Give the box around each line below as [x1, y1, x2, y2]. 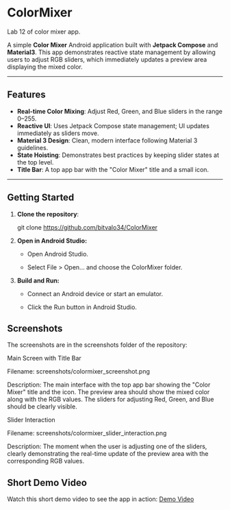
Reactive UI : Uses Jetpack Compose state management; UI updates [16, 121, 210, 130]
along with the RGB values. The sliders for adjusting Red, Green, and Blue [7, 396, 214, 404]
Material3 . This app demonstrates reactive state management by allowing [7, 48, 216, 56]
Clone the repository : [16, 210, 79, 218]
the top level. [16, 158, 54, 166]
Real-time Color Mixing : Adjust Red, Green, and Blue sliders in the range [16, 107, 222, 115]
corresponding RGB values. [7, 457, 84, 465]
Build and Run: [16, 276, 60, 284]
